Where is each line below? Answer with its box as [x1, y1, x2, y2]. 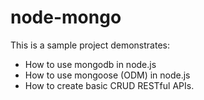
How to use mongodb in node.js [24, 58, 157, 70]
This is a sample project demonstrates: [10, 39, 170, 51]
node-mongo [10, 6, 122, 29]
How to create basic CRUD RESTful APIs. [24, 79, 195, 91]
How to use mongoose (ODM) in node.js [24, 69, 191, 81]
